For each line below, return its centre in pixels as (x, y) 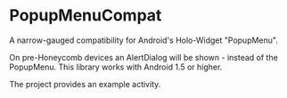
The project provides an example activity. (85, 84)
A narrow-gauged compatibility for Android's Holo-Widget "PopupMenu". (143, 40)
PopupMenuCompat (86, 16)
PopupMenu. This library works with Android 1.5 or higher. (116, 67)
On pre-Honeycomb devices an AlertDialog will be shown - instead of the (143, 57)
